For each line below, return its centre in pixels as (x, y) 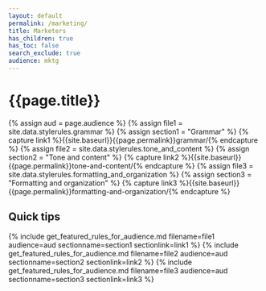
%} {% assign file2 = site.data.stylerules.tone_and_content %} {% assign (129, 148)
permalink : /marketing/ (48, 23)
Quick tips (34, 217)
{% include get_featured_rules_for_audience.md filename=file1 (112, 236)
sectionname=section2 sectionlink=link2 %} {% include (100, 262)
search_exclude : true (45, 53)
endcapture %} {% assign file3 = (199, 165)
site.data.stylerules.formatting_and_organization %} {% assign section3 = (130, 174)
